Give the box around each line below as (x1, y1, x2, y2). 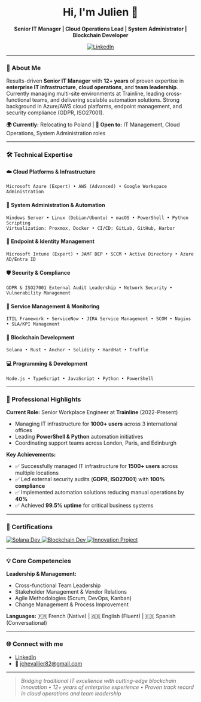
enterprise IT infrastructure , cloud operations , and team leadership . (6, 84, 178, 91)
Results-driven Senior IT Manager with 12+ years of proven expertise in (6, 77, 184, 84)
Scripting (6, 220, 31, 226)
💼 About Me (6, 63, 41, 72)
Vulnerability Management (6, 290, 71, 296)
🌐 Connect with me (6, 640, 63, 648)
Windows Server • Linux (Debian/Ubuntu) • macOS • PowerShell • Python (6, 215, 188, 221)
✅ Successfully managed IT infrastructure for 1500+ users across (14, 462, 178, 469)
